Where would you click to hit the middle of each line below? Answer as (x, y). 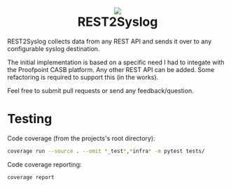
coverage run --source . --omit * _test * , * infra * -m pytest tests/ (106, 151)
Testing (30, 119)
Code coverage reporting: (44, 164)
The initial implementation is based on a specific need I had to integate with (116, 62)
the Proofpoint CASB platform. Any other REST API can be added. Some (111, 69)
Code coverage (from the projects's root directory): (81, 138)
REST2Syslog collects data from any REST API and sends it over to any (110, 41)
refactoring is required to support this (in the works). (83, 77)
